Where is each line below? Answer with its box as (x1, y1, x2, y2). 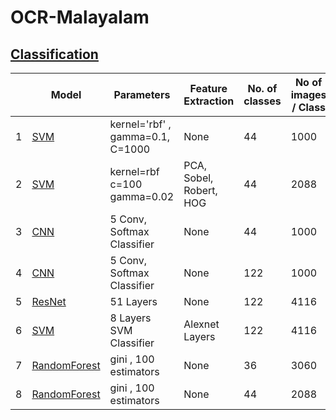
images (290, 88, 327, 101)
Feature (189, 82, 228, 95)
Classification (10, 46, 99, 63)
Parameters (113, 88, 171, 101)
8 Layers (109, 311, 152, 325)
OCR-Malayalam (10, 6, 150, 29)
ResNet (31, 295, 67, 308)
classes (243, 94, 282, 108)
